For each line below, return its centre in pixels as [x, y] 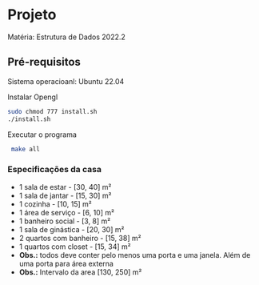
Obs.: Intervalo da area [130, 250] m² [80, 272]
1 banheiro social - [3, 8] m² [65, 221]
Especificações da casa [54, 170]
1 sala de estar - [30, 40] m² [65, 187]
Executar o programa [42, 134]
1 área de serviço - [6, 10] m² [67, 212]
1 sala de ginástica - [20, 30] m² [72, 229]
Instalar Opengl [33, 97]
